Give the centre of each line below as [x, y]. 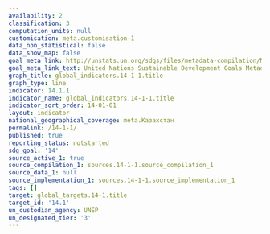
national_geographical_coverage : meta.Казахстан [91, 121]
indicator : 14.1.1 [39, 90]
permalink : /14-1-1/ [43, 128]
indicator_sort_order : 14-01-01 [62, 105]
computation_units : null [50, 31]
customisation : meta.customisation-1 [72, 38]
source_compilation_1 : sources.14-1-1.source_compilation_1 [111, 166]
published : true [35, 135]
